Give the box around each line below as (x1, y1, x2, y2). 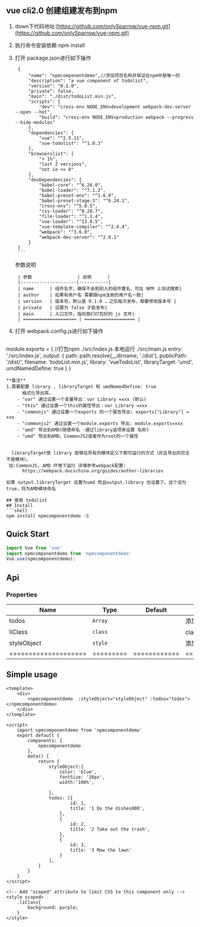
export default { (17, 732, 60, 738)
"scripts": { (28, 98, 61, 104)
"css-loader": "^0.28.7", (39, 208, 104, 214)
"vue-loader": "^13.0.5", (39, 218, 104, 225)
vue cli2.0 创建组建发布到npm (6, 5, 118, 16)
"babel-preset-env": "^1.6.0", (39, 193, 117, 199)
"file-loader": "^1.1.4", (39, 213, 104, 219)
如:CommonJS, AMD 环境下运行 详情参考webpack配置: (8, 463, 126, 469)
